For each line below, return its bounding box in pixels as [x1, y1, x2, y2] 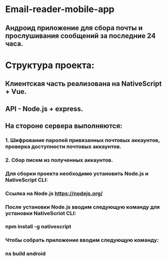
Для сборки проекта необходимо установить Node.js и [5, 170, 149, 177]
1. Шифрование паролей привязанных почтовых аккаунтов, [5, 137, 160, 144]
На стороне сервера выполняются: [5, 121, 123, 130]
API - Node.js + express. [5, 104, 83, 113]
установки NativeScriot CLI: [5, 210, 77, 217]
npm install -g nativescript [5, 223, 72, 230]
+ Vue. [5, 87, 27, 96]
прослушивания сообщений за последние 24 [5, 31, 156, 40]
